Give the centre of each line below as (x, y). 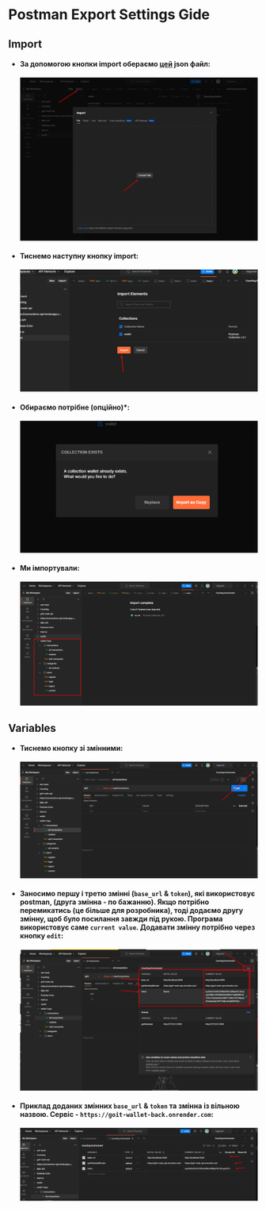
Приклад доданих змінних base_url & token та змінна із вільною (129, 1106)
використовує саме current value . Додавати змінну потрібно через (137, 927)
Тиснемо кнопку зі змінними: (71, 749)
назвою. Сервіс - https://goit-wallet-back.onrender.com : (116, 1115)
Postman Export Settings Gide (109, 15)
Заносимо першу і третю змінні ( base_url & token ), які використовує (137, 894)
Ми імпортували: (49, 568)
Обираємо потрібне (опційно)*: (75, 407)
